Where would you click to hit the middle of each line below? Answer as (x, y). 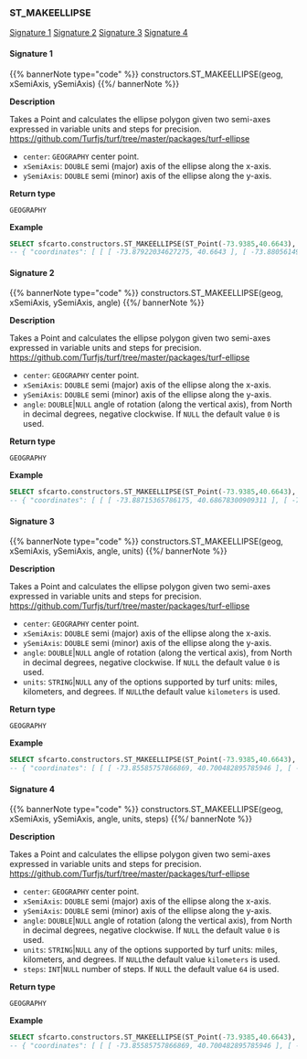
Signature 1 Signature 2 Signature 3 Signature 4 (99, 33)
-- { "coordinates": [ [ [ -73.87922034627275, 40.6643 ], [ (128, 252)
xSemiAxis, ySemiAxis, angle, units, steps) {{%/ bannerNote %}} (131, 819)
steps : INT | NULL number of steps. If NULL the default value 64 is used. (151, 969)
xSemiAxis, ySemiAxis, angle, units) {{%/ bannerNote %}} (118, 551)
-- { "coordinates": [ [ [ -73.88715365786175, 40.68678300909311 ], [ (148, 501)
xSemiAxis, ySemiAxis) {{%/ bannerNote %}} (95, 83)
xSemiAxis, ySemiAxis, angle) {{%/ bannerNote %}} (107, 302)
